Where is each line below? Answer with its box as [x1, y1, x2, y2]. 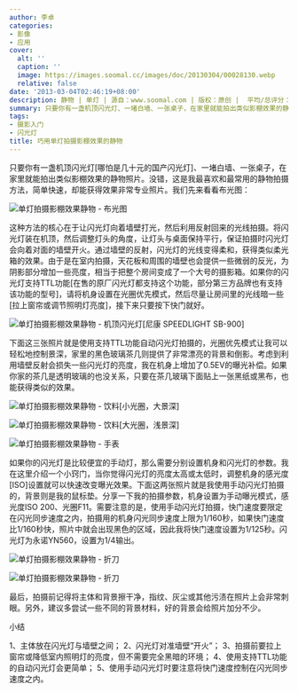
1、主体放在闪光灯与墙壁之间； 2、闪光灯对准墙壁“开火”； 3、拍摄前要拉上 [9, 640, 282, 650]
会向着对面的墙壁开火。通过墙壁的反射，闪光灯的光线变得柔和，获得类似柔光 [9, 244, 289, 255]
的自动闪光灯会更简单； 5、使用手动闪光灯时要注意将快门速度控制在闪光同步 [9, 662, 288, 672]
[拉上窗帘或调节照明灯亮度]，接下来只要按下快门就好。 [9, 299, 210, 311]
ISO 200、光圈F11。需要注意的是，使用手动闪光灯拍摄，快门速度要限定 [24, 501, 284, 512]
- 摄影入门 [9, 121, 44, 130]
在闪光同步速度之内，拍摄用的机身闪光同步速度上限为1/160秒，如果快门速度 [9, 512, 285, 523]
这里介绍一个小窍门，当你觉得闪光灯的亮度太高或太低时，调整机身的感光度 [16, 468, 289, 479]
